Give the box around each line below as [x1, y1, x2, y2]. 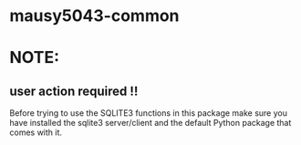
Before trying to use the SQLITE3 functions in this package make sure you [9, 108, 287, 119]
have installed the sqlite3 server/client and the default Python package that [9, 118, 292, 129]
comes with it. [9, 127, 62, 138]
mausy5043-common [9, 5, 180, 26]
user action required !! [9, 83, 139, 98]
